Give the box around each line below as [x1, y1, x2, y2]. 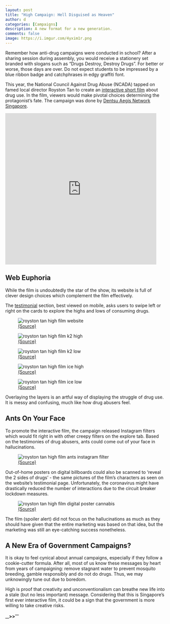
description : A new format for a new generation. [5, 26, 113, 32]
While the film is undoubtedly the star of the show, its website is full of [5, 287, 152, 293]
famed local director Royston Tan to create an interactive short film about [5, 87, 158, 93]
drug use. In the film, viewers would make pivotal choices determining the [5, 92, 160, 98]
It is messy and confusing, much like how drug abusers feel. [5, 399, 131, 405]
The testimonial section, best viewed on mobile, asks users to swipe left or [5, 302, 161, 308]
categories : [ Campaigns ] [5, 21, 58, 27]
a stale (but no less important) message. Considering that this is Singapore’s [5, 591, 165, 598]
